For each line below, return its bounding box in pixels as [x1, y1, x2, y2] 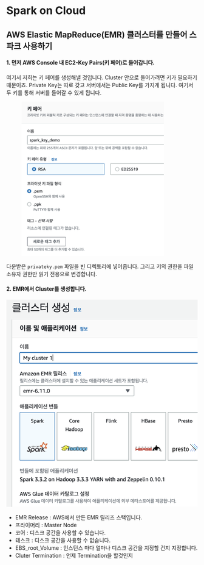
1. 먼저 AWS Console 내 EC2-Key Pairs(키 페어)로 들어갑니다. [6, 59, 155, 66]
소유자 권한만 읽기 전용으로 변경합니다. [6, 270, 97, 277]
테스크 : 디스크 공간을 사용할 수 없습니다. [15, 537, 111, 544]
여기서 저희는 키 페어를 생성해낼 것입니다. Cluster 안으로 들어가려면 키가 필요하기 [6, 74, 197, 81]
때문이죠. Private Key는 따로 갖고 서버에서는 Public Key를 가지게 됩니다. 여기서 [6, 81, 194, 88]
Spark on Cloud [6, 4, 86, 18]
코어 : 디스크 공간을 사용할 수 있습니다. [15, 529, 106, 536]
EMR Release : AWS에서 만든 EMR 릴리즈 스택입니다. [15, 514, 143, 521]
